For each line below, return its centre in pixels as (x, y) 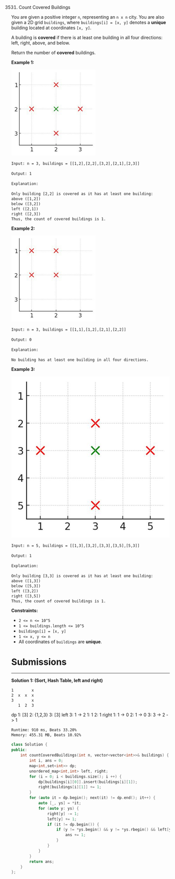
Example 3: (23, 369)
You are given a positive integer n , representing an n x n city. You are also (88, 17)
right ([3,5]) (26, 596)
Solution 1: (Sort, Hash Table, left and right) (57, 680)
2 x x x (23, 696)
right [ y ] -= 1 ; (63, 813)
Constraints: (25, 610)
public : (19, 750)
